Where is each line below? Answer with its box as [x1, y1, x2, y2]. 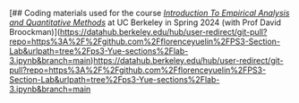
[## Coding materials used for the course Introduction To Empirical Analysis [9, 8, 290, 18]
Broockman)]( [9, 27, 61, 37]
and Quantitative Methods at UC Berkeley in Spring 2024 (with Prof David [9, 17, 282, 28]
